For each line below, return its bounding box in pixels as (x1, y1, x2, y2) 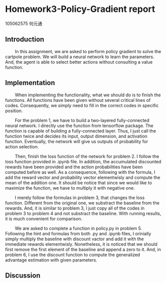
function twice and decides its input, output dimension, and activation (5, 133, 148, 139)
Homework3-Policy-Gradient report (5, 3, 155, 15)
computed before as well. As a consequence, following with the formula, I (5, 169, 155, 175)
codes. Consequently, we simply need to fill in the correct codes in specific (5, 102, 159, 108)
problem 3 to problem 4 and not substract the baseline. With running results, (5, 210, 162, 216)
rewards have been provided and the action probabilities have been (5, 164, 143, 170)
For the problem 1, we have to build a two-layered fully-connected (14, 117, 150, 123)
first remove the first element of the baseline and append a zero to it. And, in (5, 246, 161, 252)
